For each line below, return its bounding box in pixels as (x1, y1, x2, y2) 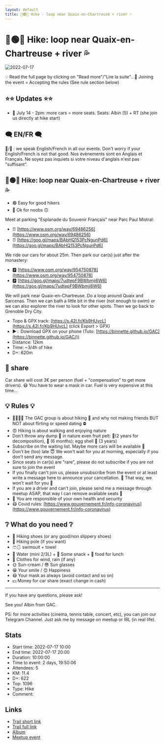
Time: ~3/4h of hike (12, 344, 53, 350)
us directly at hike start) (12, 115, 60, 121)
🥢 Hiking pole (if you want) (12, 538, 66, 545)
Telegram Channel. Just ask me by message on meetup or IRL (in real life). (5, 617, 156, 623)
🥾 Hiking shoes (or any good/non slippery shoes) (12, 533, 111, 539)
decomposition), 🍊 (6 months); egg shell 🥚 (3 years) (12, 438, 117, 444)
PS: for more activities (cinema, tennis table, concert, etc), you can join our (5, 611, 157, 617)
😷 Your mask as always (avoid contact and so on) (12, 572, 114, 578)
